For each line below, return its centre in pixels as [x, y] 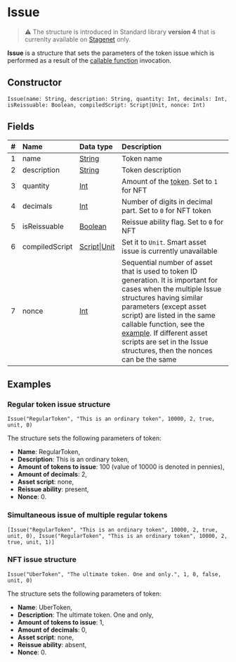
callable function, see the [163, 324]
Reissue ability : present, [53, 489]
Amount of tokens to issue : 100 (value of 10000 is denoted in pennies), [121, 467]
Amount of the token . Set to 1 [170, 181]
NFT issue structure [42, 560]
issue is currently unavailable [170, 251]
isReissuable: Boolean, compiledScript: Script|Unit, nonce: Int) [106, 105]
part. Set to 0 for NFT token [166, 210]
